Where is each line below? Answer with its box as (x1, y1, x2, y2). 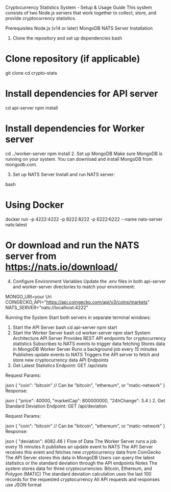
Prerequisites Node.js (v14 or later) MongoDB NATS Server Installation (5, 25, 153, 31)
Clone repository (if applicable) (5, 53, 140, 65)
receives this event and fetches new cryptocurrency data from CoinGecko (5, 449, 161, 455)
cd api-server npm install (5, 104, 58, 111)
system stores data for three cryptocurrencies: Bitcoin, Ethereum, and (5, 465, 152, 472)
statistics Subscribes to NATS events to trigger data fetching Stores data (12, 340, 165, 347)
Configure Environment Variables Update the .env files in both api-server (12, 278, 166, 284)
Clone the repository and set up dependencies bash (12, 35, 123, 41)
